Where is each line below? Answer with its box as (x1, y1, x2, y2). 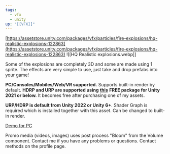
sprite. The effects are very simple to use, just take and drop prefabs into (5, 67, 158, 73)
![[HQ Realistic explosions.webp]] (66, 52, 137, 58)
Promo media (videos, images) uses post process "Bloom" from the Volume (5, 132, 163, 139)
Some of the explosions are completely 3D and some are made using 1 (5, 61, 153, 67)
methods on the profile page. (5, 143, 66, 149)
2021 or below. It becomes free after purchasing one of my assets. (5, 92, 145, 98)
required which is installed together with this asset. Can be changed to (5, 108, 153, 114)
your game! (5, 72, 29, 78)
